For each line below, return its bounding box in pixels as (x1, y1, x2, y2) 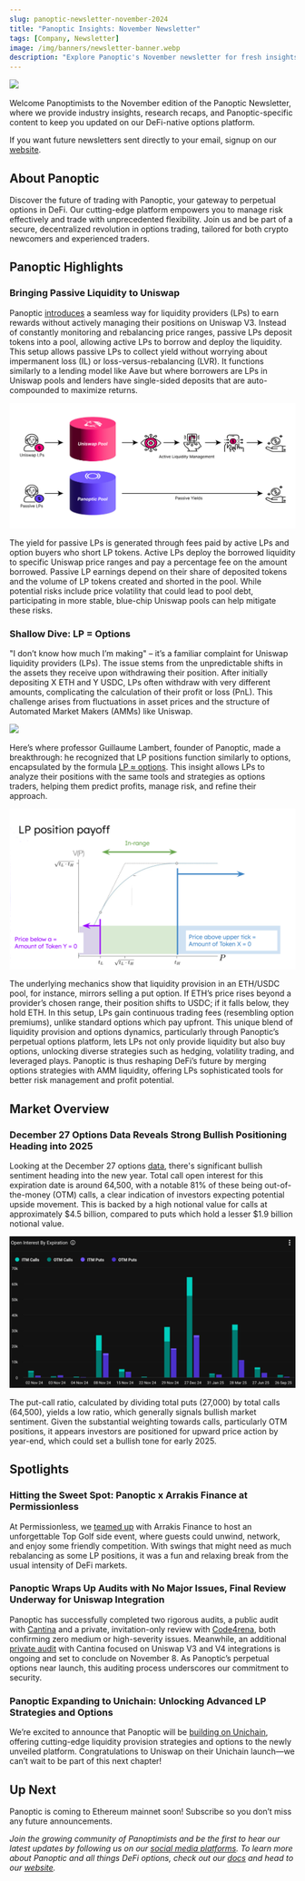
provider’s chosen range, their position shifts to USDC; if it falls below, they (9, 998, 290, 1009)
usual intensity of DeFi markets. (9, 1560, 128, 1571)
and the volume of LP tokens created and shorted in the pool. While (9, 576, 261, 586)
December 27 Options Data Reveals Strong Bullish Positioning (9, 1128, 288, 1141)
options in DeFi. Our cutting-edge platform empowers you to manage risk (9, 204, 283, 215)
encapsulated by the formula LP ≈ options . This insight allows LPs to (9, 761, 265, 772)
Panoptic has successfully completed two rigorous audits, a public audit (9, 1614, 279, 1625)
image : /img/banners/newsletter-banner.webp (9, 44, 181, 53)
